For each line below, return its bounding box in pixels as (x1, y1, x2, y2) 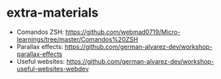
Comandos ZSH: (16, 28, 64, 36)
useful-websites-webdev (16, 64, 89, 73)
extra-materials (6, 5, 99, 21)
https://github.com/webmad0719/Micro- (65, 28, 181, 36)
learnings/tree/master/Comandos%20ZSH (16, 35, 139, 43)
